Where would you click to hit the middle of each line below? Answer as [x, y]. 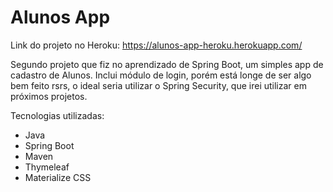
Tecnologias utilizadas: [57, 115]
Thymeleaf [47, 167]
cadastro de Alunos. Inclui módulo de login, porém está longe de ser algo [161, 75]
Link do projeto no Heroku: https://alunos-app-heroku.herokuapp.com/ [156, 45]
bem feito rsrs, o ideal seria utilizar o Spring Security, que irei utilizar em [158, 85]
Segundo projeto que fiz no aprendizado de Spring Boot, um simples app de [167, 64]
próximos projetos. [49, 96]
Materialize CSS [58, 177]
